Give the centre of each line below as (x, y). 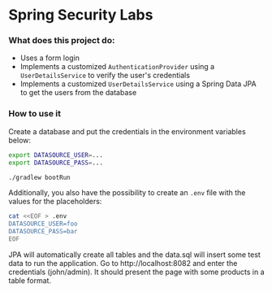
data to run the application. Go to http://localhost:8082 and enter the (123, 263)
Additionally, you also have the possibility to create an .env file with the (127, 193)
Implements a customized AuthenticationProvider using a (117, 67)
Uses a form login (50, 58)
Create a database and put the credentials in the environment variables (127, 131)
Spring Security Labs (81, 15)
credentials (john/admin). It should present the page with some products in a (136, 272)
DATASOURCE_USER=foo (43, 224)
